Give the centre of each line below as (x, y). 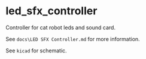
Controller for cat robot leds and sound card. (61, 27)
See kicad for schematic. (36, 50)
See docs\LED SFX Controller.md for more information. (73, 39)
